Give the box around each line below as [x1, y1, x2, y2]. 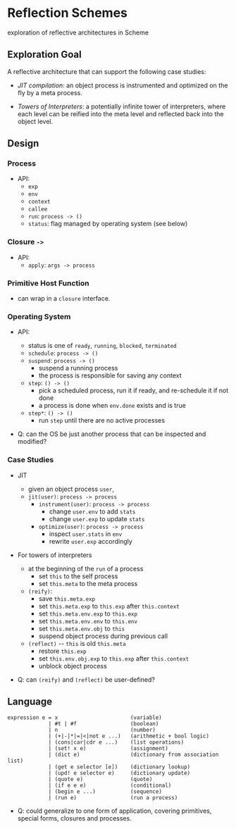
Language [7, 696, 53, 708]
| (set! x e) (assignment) [48, 745, 169, 752]
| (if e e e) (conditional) [48, 782, 172, 790]
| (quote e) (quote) [48, 776, 153, 783]
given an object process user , [27, 485, 115, 493]
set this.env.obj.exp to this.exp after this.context [38, 654, 190, 663]
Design [7, 137, 39, 149]
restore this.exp [38, 647, 87, 655]
